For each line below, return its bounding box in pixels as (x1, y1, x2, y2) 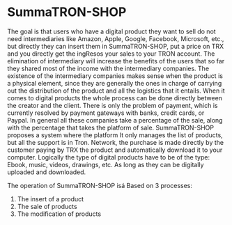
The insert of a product (17, 194, 84, 203)
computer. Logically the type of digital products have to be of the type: (7, 153, 210, 161)
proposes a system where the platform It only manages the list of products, (7, 130, 223, 139)
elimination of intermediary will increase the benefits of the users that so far (7, 56, 225, 65)
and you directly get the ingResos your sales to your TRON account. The (7, 49, 215, 58)
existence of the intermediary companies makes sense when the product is (7, 71, 223, 80)
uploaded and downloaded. (7, 168, 86, 176)
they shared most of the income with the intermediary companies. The (7, 64, 210, 72)
